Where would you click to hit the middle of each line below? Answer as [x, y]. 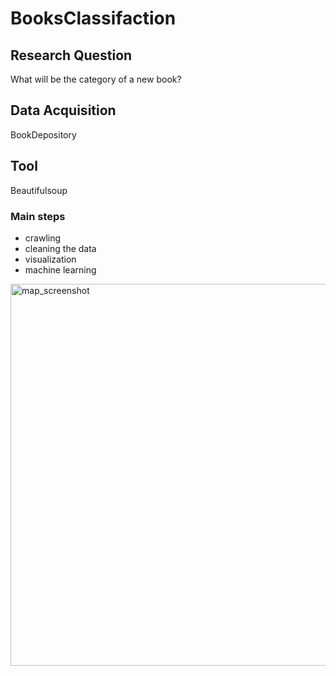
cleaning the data [60, 248]
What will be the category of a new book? [96, 79]
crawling [43, 238]
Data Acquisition [63, 110]
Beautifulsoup [39, 190]
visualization [50, 259]
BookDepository [43, 134]
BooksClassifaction [93, 18]
